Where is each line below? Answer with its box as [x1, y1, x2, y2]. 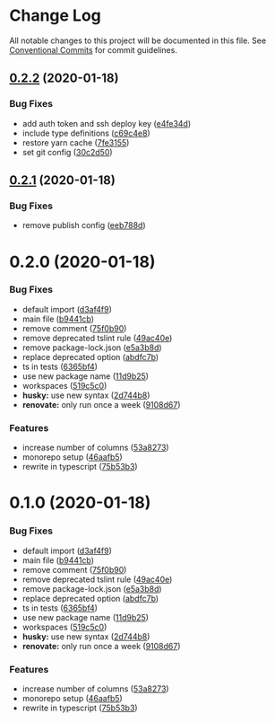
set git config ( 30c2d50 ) [21, 146, 114, 157]
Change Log [9, 5, 101, 26]
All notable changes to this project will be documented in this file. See [9, 35, 267, 46]
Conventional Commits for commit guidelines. [9, 44, 177, 55]
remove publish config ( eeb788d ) [21, 220, 146, 231]
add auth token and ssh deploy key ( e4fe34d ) [21, 118, 192, 128]
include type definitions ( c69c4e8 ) [21, 128, 150, 138]
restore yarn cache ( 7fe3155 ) [21, 136, 130, 148]
